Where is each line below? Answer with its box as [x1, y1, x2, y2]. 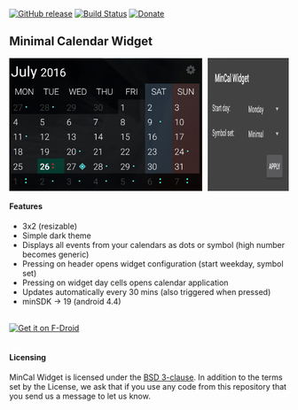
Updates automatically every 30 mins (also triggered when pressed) [21, 286, 271, 297]
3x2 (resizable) [21, 220, 78, 231]
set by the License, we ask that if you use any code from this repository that [9, 382, 286, 392]
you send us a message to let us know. [9, 391, 151, 402]
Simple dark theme [21, 230, 91, 241]
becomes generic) [21, 249, 90, 259]
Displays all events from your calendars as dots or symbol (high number [21, 239, 286, 250]
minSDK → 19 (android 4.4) [21, 296, 122, 306]
